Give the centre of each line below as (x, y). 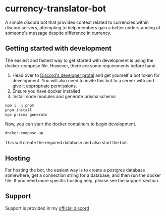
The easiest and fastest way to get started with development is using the (79, 60)
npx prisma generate (27, 114)
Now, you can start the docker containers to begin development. (71, 124)
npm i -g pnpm (20, 105)
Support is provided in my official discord (47, 208)
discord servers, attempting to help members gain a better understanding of (83, 27)
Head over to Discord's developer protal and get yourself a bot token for (86, 75)
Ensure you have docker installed (46, 91)
